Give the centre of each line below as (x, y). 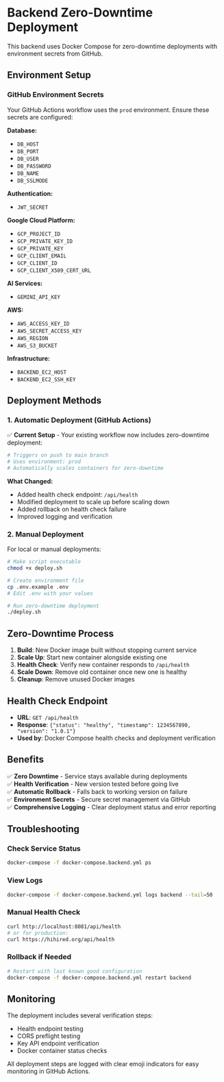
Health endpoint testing (50, 1029)
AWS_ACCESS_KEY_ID (43, 324)
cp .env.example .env (38, 587)
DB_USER (28, 159)
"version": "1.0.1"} (46, 731)
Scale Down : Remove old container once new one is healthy (102, 672)
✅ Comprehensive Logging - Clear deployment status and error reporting (112, 807)
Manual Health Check (44, 912)
